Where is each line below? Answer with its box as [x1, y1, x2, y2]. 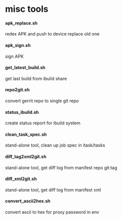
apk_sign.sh [5, 42, 31, 48]
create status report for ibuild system [5, 120, 81, 126]
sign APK [5, 53, 24, 59]
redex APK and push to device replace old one [5, 31, 100, 37]
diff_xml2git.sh [5, 176, 37, 182]
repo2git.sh [5, 87, 30, 93]
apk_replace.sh [5, 20, 38, 26]
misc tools [5, 3, 48, 15]
